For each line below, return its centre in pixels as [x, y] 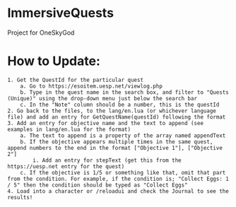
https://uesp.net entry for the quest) [66, 166]
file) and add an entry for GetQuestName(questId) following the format [117, 117]
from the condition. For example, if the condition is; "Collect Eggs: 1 [118, 179]
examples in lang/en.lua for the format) [69, 129]
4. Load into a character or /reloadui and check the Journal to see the [118, 191]
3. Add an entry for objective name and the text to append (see [105, 123]
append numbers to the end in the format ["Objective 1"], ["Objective [115, 148]
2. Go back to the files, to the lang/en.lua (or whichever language [112, 111]
